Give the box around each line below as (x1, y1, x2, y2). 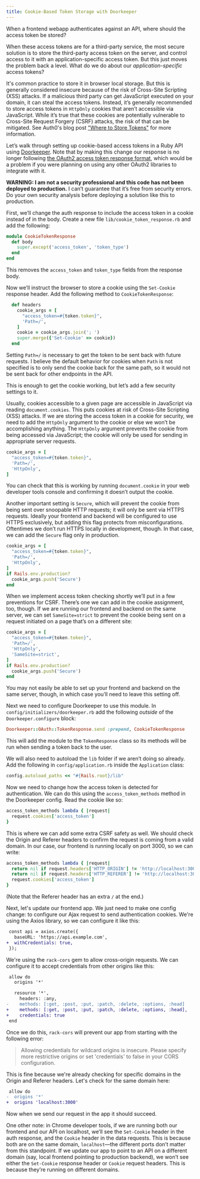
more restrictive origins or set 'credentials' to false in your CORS (20, 1053, 179, 1060)
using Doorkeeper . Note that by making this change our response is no (6, 148, 180, 155)
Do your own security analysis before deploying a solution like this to (6, 191, 175, 198)
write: (6, 849, 20, 856)
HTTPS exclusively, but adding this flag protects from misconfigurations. (6, 519, 185, 526)
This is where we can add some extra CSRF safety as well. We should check (6, 830, 193, 837)
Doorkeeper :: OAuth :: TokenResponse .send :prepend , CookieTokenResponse (6, 727, 185, 733)
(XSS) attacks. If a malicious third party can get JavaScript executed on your (6, 92, 194, 99)
